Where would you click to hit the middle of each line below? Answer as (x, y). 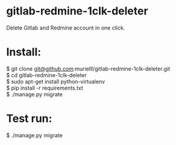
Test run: (29, 119)
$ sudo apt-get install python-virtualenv (56, 81)
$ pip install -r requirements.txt (45, 88)
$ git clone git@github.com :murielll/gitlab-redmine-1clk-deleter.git (88, 69)
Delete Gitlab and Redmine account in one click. (66, 28)
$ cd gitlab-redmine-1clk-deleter (47, 75)
